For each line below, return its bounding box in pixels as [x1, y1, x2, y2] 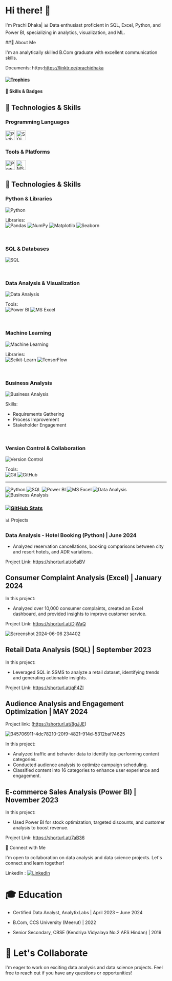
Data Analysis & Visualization [5, 280, 80, 287]
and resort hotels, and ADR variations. [12, 548, 93, 554]
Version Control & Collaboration [5, 445, 86, 452]
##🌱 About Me [5, 39, 36, 45]
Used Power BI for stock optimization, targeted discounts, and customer [12, 819, 165, 825]
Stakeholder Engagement [12, 421, 67, 428]
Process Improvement [12, 416, 59, 422]
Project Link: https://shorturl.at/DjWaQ [5, 620, 86, 626]
